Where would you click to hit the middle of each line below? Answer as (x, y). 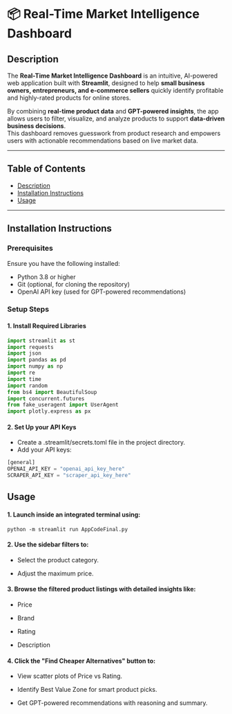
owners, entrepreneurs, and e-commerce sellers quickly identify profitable (115, 90)
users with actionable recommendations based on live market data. (103, 141)
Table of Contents (47, 169)
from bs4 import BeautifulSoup (52, 392)
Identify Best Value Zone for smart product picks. (87, 690)
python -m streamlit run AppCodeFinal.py (68, 529)
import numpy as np (35, 366)
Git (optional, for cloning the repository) (73, 284)
